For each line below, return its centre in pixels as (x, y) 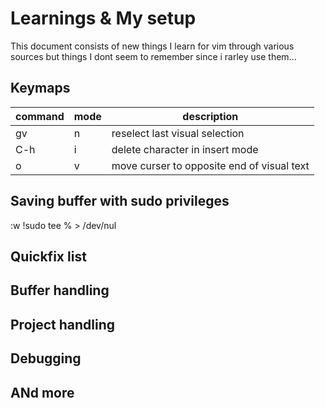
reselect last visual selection (178, 133)
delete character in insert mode (185, 149)
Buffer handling (60, 290)
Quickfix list (48, 256)
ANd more (42, 392)
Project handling (63, 324)
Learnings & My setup (103, 18)
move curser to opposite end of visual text (210, 165)
